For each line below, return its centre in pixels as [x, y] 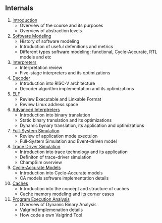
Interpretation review [41, 67]
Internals [19, 8]
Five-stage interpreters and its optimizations [65, 73]
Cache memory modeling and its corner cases [67, 194]
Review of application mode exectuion [59, 136]
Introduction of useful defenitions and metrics [66, 46]
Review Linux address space [49, 104]
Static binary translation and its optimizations [66, 120]
